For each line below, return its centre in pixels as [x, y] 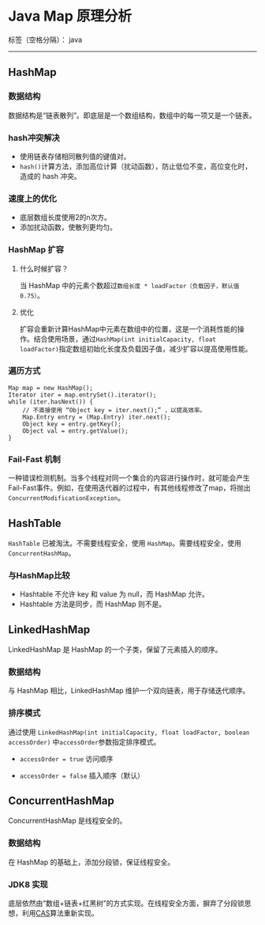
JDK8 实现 [28, 885]
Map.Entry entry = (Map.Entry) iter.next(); [97, 417]
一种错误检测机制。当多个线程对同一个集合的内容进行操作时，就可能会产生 [129, 478]
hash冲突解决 [34, 138]
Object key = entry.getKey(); [72, 424]
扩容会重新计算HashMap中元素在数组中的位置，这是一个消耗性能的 [129, 328]
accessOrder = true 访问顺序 [66, 758]
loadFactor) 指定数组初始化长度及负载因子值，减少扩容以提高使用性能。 [136, 348]
